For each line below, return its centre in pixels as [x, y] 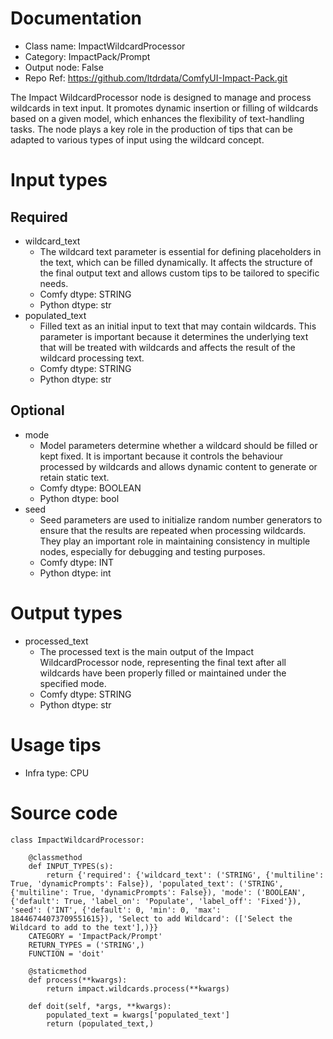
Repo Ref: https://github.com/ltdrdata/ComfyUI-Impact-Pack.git [156, 78]
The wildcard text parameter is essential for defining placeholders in [180, 251]
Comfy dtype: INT [77, 562]
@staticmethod [57, 971]
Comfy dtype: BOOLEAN [90, 488]
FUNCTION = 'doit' [66, 953]
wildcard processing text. [92, 358]
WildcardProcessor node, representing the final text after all [163, 662]
